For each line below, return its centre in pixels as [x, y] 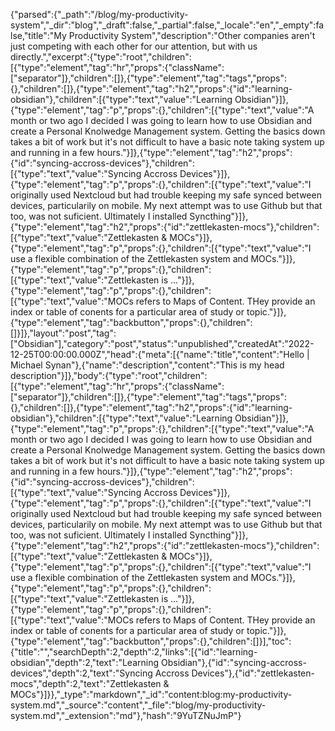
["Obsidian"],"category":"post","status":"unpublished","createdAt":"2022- [162, 343]
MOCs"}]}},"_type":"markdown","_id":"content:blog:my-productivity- [151, 694]
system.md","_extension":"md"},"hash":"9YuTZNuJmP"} [126, 715]
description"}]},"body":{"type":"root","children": [109, 375]
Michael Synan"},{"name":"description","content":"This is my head [147, 365]
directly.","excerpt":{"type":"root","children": [101, 57]
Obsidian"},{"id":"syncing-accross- [233, 662]
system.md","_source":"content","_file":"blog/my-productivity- [138, 705]
